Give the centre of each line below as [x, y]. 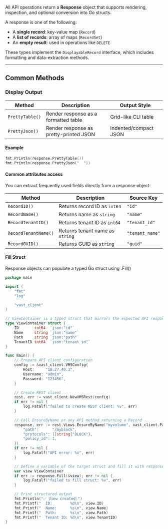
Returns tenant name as [87, 231]
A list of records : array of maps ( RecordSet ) [57, 37]
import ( [14, 287]
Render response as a [71, 114]
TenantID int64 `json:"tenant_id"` [52, 342]
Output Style [135, 105]
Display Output [24, 92]
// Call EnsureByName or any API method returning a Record [78, 420]
